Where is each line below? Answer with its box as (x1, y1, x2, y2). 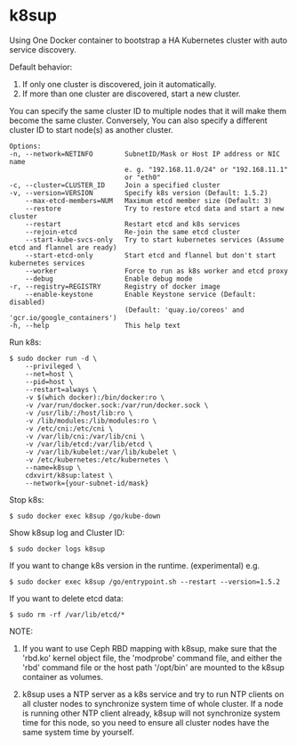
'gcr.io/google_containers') (9, 313, 117, 322)
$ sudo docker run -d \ (9, 354, 98, 363)
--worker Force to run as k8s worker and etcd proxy (25, 266, 289, 275)
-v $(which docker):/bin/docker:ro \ (25, 393, 165, 402)
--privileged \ (25, 362, 82, 371)
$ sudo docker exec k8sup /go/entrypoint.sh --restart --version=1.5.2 (9, 577, 280, 586)
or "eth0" (124, 173, 162, 182)
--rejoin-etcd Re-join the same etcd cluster (25, 227, 241, 236)
